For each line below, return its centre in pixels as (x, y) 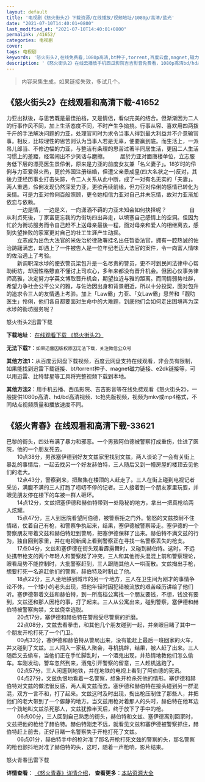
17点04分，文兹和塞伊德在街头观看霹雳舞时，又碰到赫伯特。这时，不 (103, 549)
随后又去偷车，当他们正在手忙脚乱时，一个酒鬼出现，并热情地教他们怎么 (97, 656)
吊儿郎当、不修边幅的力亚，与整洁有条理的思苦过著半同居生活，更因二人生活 (103, 149)
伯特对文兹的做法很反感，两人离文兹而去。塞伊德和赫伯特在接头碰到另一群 (100, 686)
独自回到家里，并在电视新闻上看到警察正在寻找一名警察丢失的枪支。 (102, 541)
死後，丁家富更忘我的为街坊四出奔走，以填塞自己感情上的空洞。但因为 (110, 217)
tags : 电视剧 (21, 52)
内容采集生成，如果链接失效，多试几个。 (72, 81)
